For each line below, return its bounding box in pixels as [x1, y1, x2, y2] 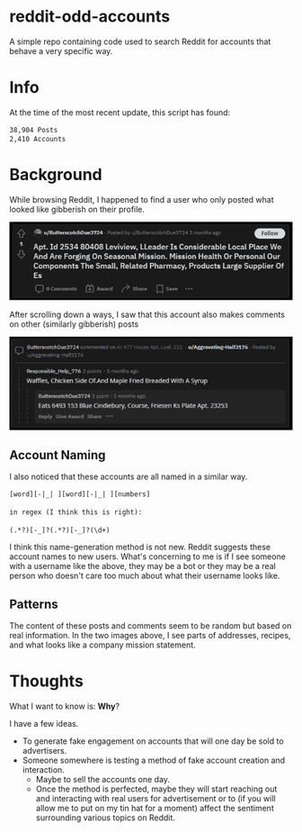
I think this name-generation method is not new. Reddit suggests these [9, 542, 271, 553]
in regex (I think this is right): [9, 508, 143, 517]
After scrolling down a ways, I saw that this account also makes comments [9, 309, 286, 321]
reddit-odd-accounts [9, 6, 171, 27]
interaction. [22, 764, 65, 775]
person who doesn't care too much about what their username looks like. [9, 570, 280, 582]
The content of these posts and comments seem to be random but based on [9, 620, 292, 631]
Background [9, 165, 102, 185]
